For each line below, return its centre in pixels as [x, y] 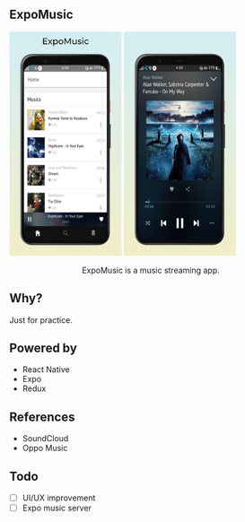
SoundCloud [45, 439]
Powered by [44, 348]
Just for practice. [41, 320]
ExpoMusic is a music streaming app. [151, 270]
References [42, 417]
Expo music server [57, 508]
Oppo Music [45, 448]
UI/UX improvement [59, 498]
